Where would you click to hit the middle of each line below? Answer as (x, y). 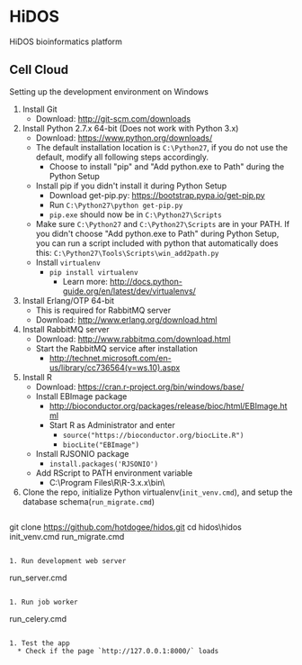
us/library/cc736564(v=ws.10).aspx (115, 368)
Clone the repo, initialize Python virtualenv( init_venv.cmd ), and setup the (157, 492)
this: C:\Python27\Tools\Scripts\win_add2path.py (127, 252)
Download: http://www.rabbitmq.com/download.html (133, 339)
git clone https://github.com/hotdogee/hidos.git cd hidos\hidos (126, 527)
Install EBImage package (81, 396)
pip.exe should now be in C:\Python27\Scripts (135, 214)
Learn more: (85, 281)
